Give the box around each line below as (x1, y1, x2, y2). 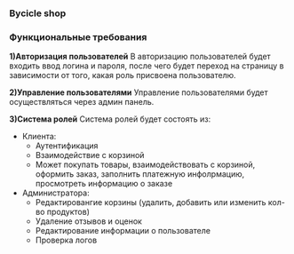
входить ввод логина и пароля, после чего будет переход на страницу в (9, 60, 284, 71)
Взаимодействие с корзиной (35, 150, 145, 161)
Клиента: (21, 131, 57, 142)
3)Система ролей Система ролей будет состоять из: (9, 114, 211, 124)
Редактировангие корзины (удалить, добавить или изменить (35, 197, 266, 208)
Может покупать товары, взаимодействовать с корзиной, (35, 159, 256, 171)
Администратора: (21, 187, 91, 198)
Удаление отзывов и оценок (35, 216, 142, 226)
